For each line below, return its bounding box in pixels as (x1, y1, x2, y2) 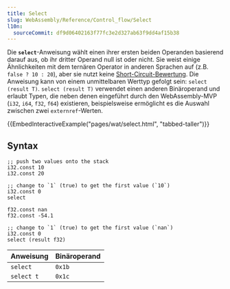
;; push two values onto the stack (7, 158, 109, 165)
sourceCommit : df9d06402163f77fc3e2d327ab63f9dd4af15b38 (13, 29, 180, 36)
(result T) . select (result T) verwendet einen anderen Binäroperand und (7, 85, 220, 93)
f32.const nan (7, 206, 48, 213)
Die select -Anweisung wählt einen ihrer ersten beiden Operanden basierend (7, 48, 224, 56)
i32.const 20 (7, 170, 45, 178)
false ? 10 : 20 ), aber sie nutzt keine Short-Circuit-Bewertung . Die (7, 70, 199, 78)
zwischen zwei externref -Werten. (7, 107, 103, 115)
